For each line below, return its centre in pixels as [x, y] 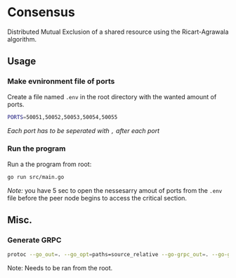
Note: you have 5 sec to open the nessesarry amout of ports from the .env [115, 190]
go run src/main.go [36, 177]
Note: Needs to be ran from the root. [60, 268]
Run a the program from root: [50, 164]
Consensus [41, 12]
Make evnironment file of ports [61, 82]
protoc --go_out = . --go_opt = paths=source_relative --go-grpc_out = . [108, 255]
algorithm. [22, 39]
